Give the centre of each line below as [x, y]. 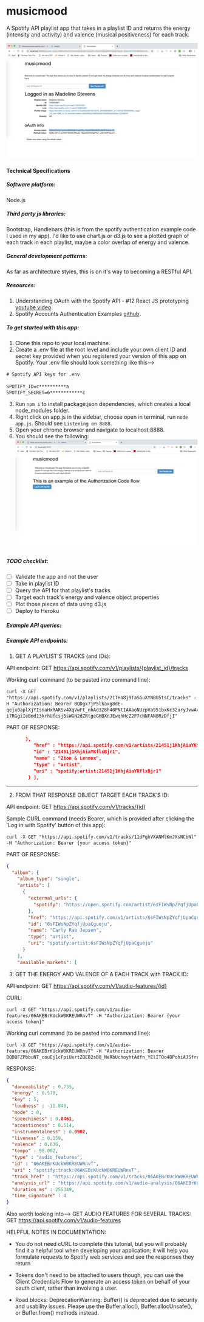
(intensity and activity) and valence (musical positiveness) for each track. [98, 34]
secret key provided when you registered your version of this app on [101, 356]
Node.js [16, 200]
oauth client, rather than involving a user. [66, 1288]
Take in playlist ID [37, 583]
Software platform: [31, 184]
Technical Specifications [39, 170]
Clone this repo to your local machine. [63, 343]
